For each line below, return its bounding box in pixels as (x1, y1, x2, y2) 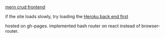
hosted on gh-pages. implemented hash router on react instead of (5, 23, 141, 29)
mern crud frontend (5, 4, 46, 10)
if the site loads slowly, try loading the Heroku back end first (5, 14, 128, 19)
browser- (141, 23, 161, 29)
